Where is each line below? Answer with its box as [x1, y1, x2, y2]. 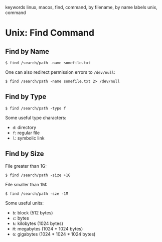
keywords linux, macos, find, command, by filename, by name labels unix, [5, 5, 158, 10]
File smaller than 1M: [5, 181, 48, 187]
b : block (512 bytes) [12, 209, 53, 215]
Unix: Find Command [5, 27, 94, 39]
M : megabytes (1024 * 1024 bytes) [12, 225, 83, 231]
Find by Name [5, 47, 49, 56]
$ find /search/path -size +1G [5, 173, 71, 178]
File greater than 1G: [5, 163, 47, 169]
